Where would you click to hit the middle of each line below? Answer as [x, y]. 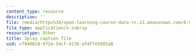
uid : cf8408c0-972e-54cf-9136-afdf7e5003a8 [60, 44]
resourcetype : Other [31, 33]
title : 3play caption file [39, 38]
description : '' [26, 17]
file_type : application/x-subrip [47, 28]
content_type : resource [35, 11]
